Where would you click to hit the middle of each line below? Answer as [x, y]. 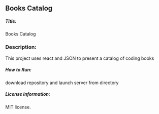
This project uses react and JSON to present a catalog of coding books [80, 58]
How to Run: [19, 70]
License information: [28, 94]
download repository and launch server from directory [62, 83]
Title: [11, 21]
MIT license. [18, 107]
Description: [21, 47]
